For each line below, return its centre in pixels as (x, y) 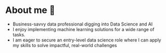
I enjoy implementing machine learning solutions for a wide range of (83, 29)
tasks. (19, 34)
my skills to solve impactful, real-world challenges (65, 45)
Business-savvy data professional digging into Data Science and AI (82, 24)
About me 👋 (30, 10)
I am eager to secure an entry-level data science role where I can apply (87, 40)
